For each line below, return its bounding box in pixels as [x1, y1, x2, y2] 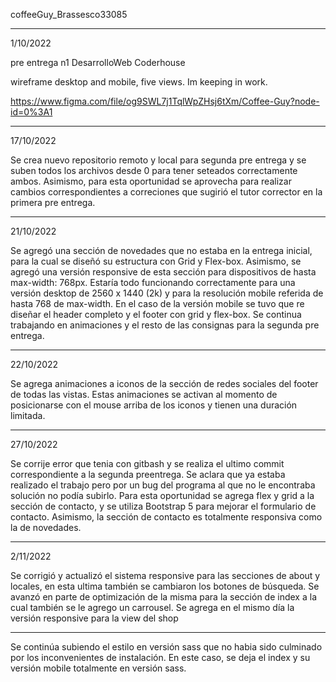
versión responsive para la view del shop [10, 612, 179, 624]
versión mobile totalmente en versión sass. [10, 662, 187, 674]
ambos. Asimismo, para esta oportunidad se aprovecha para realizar [10, 175, 292, 187]
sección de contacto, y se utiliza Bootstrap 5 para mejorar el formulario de [10, 500, 317, 512]
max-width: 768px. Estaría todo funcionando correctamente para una [10, 277, 296, 288]
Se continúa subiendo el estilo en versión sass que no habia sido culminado [10, 641, 323, 653]
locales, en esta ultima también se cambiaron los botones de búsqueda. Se [10, 580, 320, 592]
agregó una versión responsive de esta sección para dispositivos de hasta [10, 266, 317, 278]
